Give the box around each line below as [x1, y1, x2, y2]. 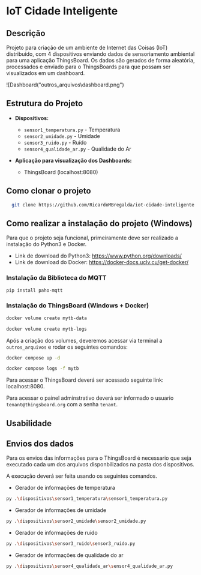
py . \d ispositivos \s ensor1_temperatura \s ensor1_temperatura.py [6, 496, 168, 502]
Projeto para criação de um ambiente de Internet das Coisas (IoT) [6, 44, 168, 51]
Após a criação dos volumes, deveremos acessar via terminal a [6, 337, 163, 344]
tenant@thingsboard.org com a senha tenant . [6, 401, 118, 408]
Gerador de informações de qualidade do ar [14, 552, 124, 559]
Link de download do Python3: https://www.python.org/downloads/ [14, 252, 182, 259]
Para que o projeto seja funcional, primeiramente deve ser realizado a [6, 234, 179, 241]
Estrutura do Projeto [6, 98, 83, 109]
